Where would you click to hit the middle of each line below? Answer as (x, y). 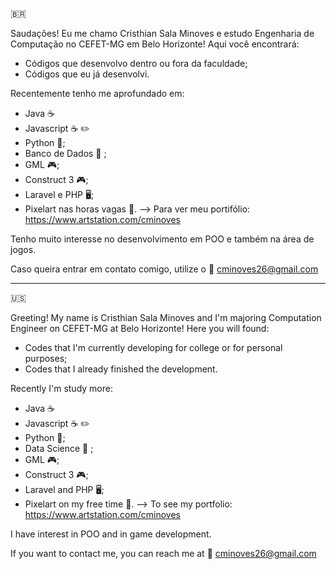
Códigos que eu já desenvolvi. (87, 74)
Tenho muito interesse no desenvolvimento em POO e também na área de (162, 239)
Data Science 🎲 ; (59, 448)
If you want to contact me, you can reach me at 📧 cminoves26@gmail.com (163, 553)
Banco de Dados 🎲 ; (65, 153)
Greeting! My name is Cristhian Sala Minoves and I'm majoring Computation (166, 317)
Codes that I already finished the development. (121, 369)
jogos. (23, 249)
